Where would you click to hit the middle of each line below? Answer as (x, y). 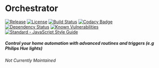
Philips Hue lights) (24, 48)
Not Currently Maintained (31, 60)
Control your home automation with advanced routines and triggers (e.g (79, 43)
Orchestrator (32, 8)
